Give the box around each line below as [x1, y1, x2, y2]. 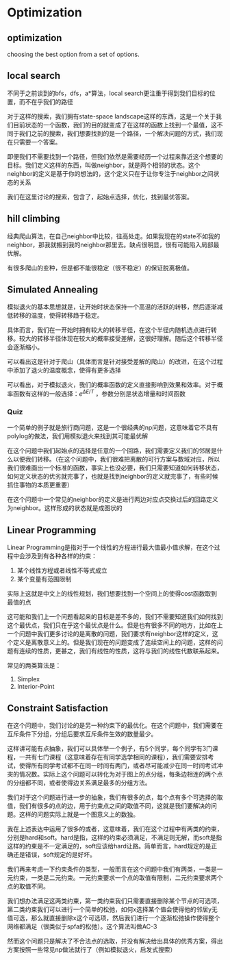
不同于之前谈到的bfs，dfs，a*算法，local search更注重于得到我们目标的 [7, 89, 210, 97]
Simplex [16, 675, 40, 683]
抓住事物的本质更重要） [7, 481, 73, 489]
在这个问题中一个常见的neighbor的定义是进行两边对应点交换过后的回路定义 [7, 495, 218, 504]
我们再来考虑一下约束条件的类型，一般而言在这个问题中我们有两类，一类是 [7, 865, 217, 874]
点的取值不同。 [7, 882, 49, 891]
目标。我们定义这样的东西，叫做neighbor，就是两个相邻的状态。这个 [7, 161, 201, 169]
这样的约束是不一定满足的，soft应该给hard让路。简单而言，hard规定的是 [7, 842, 212, 850]
